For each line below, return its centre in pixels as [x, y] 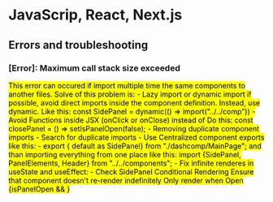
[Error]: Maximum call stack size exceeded [94, 68]
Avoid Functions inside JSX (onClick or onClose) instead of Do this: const [131, 120]
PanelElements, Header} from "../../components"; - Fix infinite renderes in [131, 163]
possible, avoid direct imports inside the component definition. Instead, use [134, 102]
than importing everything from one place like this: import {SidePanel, [125, 154]
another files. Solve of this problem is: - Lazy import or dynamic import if [130, 94]
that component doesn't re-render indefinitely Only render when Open [126, 180]
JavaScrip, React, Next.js [95, 15]
